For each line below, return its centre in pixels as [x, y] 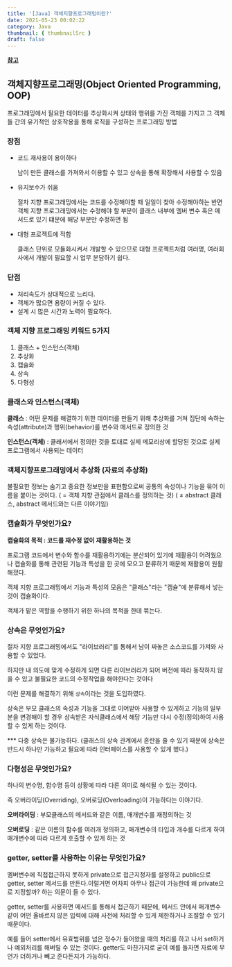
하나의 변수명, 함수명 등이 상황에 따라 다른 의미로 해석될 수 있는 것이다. [102, 785]
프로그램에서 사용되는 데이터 [45, 451]
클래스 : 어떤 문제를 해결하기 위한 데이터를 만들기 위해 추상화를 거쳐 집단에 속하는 [116, 418]
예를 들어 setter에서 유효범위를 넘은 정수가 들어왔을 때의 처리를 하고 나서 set [110, 939]
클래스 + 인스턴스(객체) [48, 347]
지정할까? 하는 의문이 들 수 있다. [57, 892]
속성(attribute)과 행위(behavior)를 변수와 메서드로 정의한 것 [88, 427]
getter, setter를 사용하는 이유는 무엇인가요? [77, 858]
